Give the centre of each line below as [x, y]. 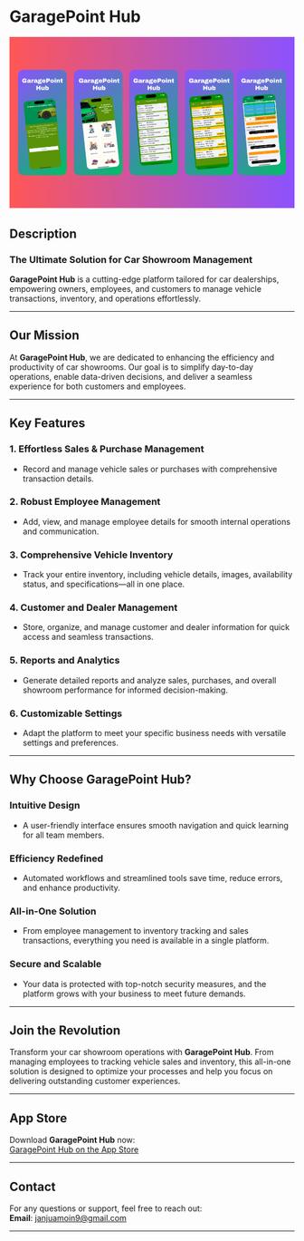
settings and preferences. [71, 742]
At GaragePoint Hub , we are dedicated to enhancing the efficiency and [142, 357]
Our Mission [44, 336]
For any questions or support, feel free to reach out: [106, 1208]
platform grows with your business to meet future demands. [134, 994]
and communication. [61, 531]
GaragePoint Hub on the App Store [74, 1149]
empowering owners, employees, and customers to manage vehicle [136, 289]
